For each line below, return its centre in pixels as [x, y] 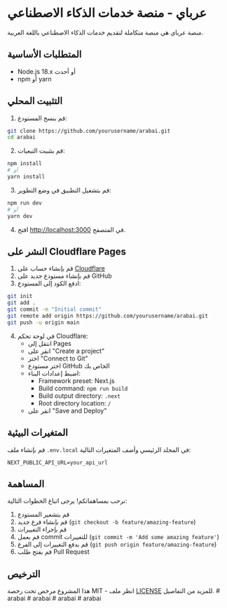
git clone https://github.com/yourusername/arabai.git [89, 131]
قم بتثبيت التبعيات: [41, 151]
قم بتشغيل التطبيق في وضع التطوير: [64, 190]
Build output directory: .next [79, 396]
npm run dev [25, 203]
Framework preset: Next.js [76, 380]
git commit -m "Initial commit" [54, 310]
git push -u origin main [43, 322]
